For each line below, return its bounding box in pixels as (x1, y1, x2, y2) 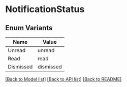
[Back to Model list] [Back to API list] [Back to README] (5, 76, 122, 82)
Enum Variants (5, 24, 53, 32)
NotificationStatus (5, 4, 85, 15)
